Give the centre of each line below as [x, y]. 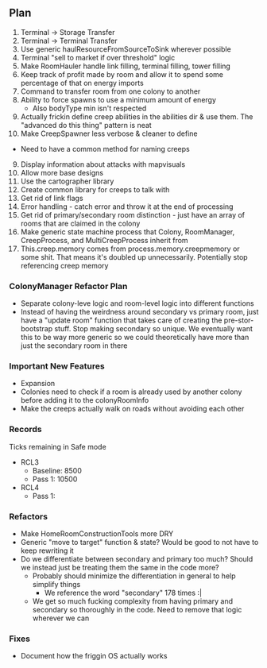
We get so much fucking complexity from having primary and [133, 601]
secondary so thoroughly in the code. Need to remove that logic [137, 610]
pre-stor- [239, 320]
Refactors [29, 516]
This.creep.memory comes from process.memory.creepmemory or [130, 249]
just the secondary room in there [74, 346]
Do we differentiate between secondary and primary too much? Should [137, 559]
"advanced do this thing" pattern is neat [86, 125]
